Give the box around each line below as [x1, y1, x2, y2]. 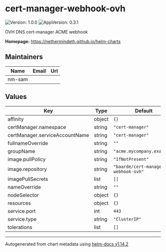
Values [5, 92, 27, 101]
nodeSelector [7, 191, 39, 198]
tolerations [7, 223, 33, 230]
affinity [7, 116, 24, 123]
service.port [7, 208, 36, 214]
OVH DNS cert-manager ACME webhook [5, 29, 88, 35]
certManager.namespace [7, 124, 66, 130]
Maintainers [5, 53, 43, 61]
